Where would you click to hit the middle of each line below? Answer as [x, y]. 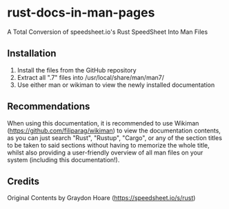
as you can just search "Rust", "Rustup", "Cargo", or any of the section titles [115, 138]
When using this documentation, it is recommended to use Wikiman [103, 123]
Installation [32, 53]
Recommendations [49, 107]
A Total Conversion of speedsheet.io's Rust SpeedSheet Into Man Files [108, 32]
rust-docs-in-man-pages [81, 13]
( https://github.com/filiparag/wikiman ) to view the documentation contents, [114, 130]
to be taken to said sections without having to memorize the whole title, [109, 145]
